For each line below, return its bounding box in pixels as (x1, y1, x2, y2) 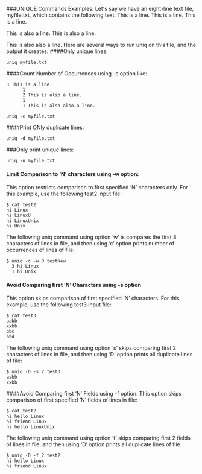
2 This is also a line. (22, 92, 83, 98)
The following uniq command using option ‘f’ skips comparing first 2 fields (6, 434, 191, 442)
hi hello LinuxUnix (6, 424, 55, 430)
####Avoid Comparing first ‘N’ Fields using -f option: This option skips (6, 390, 182, 397)
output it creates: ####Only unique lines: (6, 48, 108, 55)
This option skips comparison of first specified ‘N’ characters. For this (6, 295, 180, 302)
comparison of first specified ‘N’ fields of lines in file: (6, 396, 137, 403)
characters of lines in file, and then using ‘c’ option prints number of (6, 240, 175, 247)
